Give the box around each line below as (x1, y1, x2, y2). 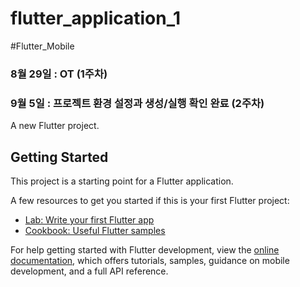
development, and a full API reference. (10, 265, 169, 277)
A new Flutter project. (10, 120, 100, 132)
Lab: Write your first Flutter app (24, 213, 155, 226)
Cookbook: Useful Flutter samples (24, 224, 166, 236)
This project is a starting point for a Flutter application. (10, 175, 234, 187)
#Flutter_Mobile (10, 40, 75, 52)
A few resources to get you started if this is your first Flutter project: (10, 194, 290, 206)
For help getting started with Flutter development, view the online (10, 243, 280, 256)
